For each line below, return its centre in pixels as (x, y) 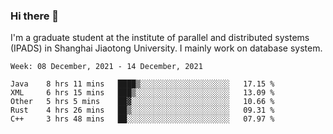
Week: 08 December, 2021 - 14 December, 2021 (106, 67)
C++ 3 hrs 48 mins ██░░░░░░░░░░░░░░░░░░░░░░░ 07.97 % (142, 119)
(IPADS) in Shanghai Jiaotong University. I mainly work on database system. (166, 48)
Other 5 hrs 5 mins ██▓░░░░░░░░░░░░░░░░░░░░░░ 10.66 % (142, 102)
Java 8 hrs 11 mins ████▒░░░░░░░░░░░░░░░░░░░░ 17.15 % (142, 84)
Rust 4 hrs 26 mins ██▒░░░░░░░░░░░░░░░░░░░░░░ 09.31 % (142, 110)
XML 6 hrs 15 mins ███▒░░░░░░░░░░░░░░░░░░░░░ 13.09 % (142, 93)
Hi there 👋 (35, 16)
